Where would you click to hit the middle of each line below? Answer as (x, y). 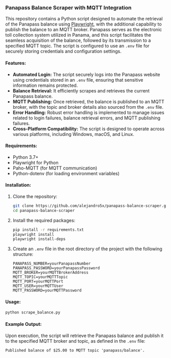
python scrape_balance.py (33, 313)
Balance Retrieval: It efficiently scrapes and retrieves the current (81, 90)
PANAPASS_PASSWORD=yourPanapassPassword (56, 268)
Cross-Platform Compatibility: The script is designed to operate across (89, 129)
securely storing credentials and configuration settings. (63, 51)
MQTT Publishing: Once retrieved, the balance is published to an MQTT (89, 102)
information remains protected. (45, 85)
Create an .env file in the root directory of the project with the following (87, 249)
